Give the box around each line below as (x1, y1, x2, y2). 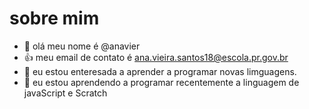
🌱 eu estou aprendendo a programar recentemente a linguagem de (23, 76, 300, 88)
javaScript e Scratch (23, 87, 108, 99)
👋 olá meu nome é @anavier (23, 40, 141, 52)
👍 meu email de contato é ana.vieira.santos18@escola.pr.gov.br (23, 51, 289, 63)
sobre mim (9, 7, 100, 30)
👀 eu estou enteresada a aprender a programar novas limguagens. (23, 65, 297, 77)
